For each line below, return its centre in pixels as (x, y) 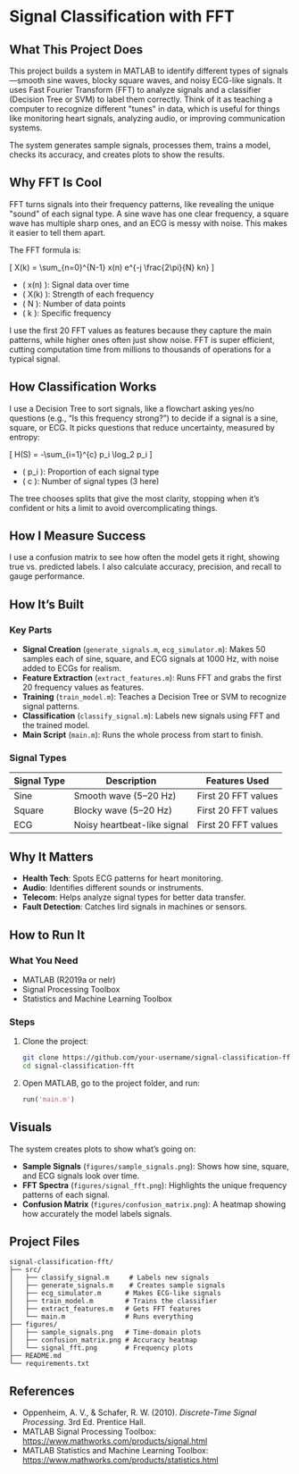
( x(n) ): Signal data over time (75, 284)
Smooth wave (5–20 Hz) (125, 796)
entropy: (25, 437)
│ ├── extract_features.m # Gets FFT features (105, 1309)
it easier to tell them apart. (58, 232)
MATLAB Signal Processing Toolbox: (89, 1432)
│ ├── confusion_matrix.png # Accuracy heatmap (104, 1340)
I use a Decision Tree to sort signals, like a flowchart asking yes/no (132, 408)
